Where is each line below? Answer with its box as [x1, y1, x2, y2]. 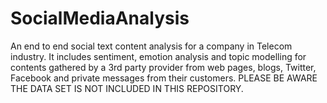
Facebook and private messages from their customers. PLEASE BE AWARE [10, 72, 318, 84]
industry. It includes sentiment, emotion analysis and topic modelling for [10, 50, 307, 62]
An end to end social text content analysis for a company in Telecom [10, 40, 293, 52]
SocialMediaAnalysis [10, 7, 190, 30]
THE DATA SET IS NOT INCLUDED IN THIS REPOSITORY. [10, 82, 244, 94]
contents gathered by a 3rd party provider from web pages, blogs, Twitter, [10, 61, 317, 73]
